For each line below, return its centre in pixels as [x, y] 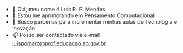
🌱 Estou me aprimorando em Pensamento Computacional [83, 15]
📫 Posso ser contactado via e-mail [56, 35]
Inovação [24, 28]
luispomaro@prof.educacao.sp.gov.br [59, 43]
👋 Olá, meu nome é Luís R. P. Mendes [59, 9]
